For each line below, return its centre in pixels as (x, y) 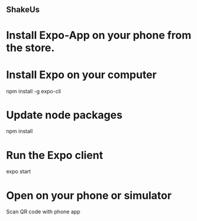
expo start (19, 171)
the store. (30, 48)
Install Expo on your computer (81, 75)
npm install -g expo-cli (33, 91)
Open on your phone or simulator (89, 195)
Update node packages (64, 115)
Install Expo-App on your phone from (99, 35)
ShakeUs (23, 10)
